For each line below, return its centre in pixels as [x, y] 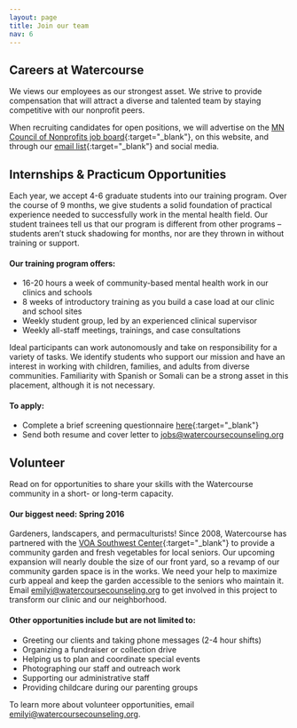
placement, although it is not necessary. [82, 385]
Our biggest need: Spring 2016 [67, 514]
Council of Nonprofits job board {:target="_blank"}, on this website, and [139, 137]
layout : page [33, 17]
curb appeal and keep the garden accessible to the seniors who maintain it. [147, 581]
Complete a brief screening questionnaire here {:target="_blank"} [141, 425]
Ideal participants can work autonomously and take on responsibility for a [143, 348]
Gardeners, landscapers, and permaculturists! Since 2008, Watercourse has [148, 533]
